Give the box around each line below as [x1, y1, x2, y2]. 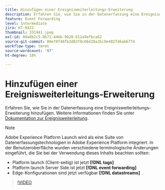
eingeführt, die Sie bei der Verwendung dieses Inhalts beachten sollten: [5, 150, 150, 156]
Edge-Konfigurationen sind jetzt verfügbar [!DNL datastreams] [12, 170, 140, 176]
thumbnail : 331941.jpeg [5, 30, 54, 35]
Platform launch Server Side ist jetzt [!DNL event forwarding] [12, 165, 137, 171]
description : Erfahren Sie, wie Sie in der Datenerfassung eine [5, 12, 139, 17]
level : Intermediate [5, 21, 48, 26]
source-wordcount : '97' [5, 48, 54, 53]
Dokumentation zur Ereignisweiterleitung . [5, 115, 89, 121]
